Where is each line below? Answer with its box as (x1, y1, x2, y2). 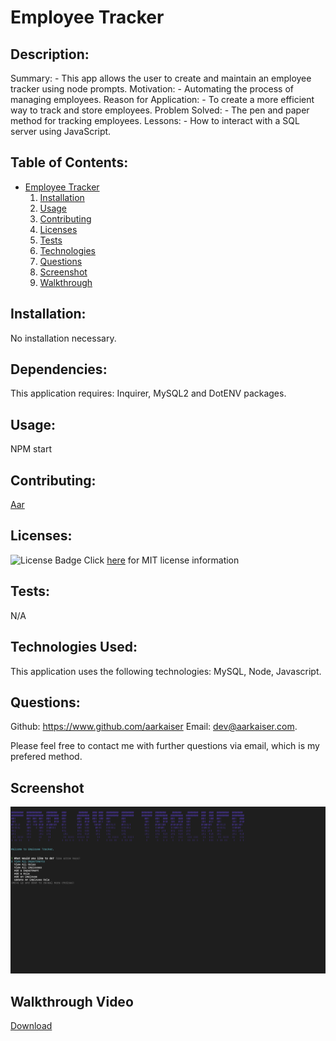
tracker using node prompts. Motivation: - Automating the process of (10, 83, 295, 95)
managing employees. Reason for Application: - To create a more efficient (10, 94, 315, 105)
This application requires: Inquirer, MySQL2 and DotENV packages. (10, 387, 287, 400)
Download (10, 1020, 53, 1032)
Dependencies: (10, 361, 108, 378)
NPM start (10, 443, 53, 455)
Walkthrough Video (10, 993, 134, 1010)
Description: (10, 46, 90, 63)
